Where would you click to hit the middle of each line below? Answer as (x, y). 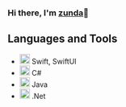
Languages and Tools (63, 39)
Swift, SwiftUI (54, 61)
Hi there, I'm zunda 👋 (48, 13)
